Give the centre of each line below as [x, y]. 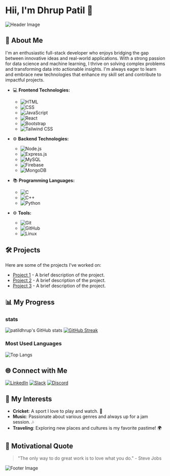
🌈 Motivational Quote [39, 446]
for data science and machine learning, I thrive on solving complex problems [85, 64]
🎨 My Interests [29, 399]
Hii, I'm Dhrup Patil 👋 [49, 10]
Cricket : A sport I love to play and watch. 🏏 [58, 411]
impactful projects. [25, 80]
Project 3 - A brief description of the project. [59, 286]
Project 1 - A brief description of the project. [59, 275]
